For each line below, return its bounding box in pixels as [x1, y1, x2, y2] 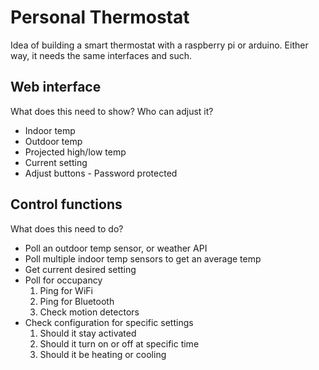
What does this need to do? [10, 222, 124, 235]
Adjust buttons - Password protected [24, 167, 178, 179]
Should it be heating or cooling [39, 348, 167, 360]
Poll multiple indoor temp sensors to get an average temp [24, 252, 262, 265]
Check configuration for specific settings [24, 316, 194, 328]
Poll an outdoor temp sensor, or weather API [24, 242, 208, 254]
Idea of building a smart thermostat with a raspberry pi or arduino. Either [10, 39, 309, 51]
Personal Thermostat [10, 6, 190, 29]
